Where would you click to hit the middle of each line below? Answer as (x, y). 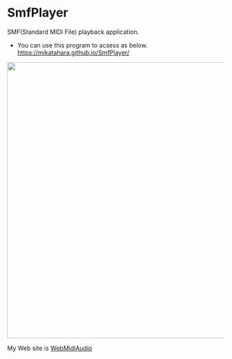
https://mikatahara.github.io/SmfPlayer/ (73, 52)
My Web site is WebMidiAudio (50, 348)
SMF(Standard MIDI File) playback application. (73, 32)
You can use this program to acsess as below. (83, 45)
